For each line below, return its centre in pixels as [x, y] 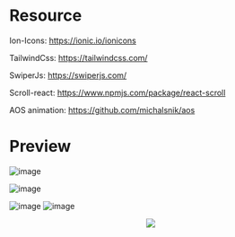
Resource [46, 16]
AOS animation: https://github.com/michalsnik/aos [102, 110]
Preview [40, 147]
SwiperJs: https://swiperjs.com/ [68, 75]
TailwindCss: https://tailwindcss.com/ [78, 57]
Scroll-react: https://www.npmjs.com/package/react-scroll [117, 92]
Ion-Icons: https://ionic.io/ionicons [73, 40]
